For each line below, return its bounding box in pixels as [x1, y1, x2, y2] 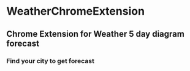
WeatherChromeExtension [6, 4, 145, 18]
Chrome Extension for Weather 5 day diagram [6, 29, 185, 39]
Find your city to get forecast [6, 56, 95, 65]
